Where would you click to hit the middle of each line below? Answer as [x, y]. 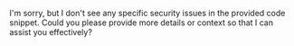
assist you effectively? [51, 32]
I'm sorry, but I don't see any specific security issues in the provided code [147, 13]
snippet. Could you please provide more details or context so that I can [142, 23]
